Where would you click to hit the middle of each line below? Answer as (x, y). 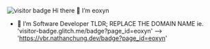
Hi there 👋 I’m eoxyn (81, 11)
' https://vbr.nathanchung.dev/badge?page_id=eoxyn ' (92, 38)
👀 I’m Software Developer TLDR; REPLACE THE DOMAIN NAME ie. (110, 23)
